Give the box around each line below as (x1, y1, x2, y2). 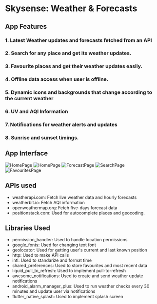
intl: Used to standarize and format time (12, 257, 92, 263)
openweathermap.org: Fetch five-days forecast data (12, 205, 118, 211)
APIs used (5, 181, 37, 190)
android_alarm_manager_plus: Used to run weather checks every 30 (12, 283, 150, 289)
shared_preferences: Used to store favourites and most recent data (12, 263, 148, 268)
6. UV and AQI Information (5, 108, 68, 115)
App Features (5, 22, 47, 31)
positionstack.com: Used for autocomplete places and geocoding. (12, 210, 145, 215)
